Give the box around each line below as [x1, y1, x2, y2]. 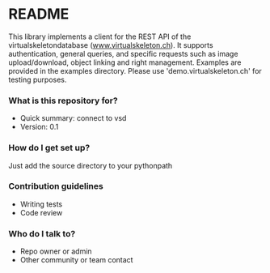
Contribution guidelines [8, 181, 103, 192]
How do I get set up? [8, 143, 91, 154]
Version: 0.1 [19, 122, 59, 132]
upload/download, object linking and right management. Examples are [8, 58, 242, 67]
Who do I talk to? [8, 228, 76, 239]
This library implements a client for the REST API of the [8, 32, 192, 41]
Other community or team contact [19, 255, 133, 265]
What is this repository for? [8, 95, 119, 106]
